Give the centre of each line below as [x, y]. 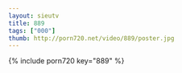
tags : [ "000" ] [32, 30]
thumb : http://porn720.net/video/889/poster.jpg [91, 38]
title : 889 [27, 23]
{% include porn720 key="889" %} [66, 61]
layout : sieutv [34, 16]
